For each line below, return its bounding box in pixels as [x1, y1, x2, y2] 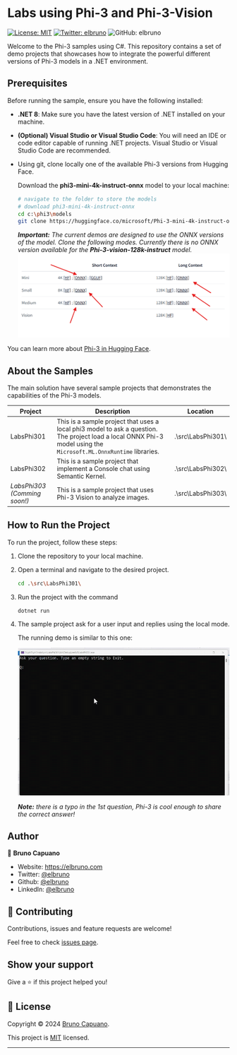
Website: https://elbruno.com [17, 863, 103, 871]
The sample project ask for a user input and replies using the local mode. [17, 620, 231, 628]
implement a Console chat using [56, 465, 150, 473]
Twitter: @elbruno [17, 870, 71, 878]
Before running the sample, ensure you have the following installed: [7, 96, 203, 105]
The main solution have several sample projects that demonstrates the [7, 383, 212, 393]
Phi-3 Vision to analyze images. [56, 493, 150, 501]
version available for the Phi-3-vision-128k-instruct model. [17, 246, 193, 254]
